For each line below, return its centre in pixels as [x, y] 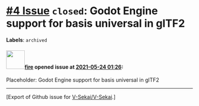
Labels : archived [27, 40]
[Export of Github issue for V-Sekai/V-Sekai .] [61, 97]
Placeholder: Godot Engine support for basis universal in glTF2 [83, 80]
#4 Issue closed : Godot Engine [82, 11]
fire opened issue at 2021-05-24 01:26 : [74, 67]
